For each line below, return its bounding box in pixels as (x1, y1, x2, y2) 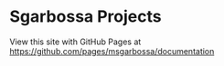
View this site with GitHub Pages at (9, 36, 142, 47)
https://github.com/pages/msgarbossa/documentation (9, 45, 215, 56)
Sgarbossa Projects (9, 6, 162, 27)
